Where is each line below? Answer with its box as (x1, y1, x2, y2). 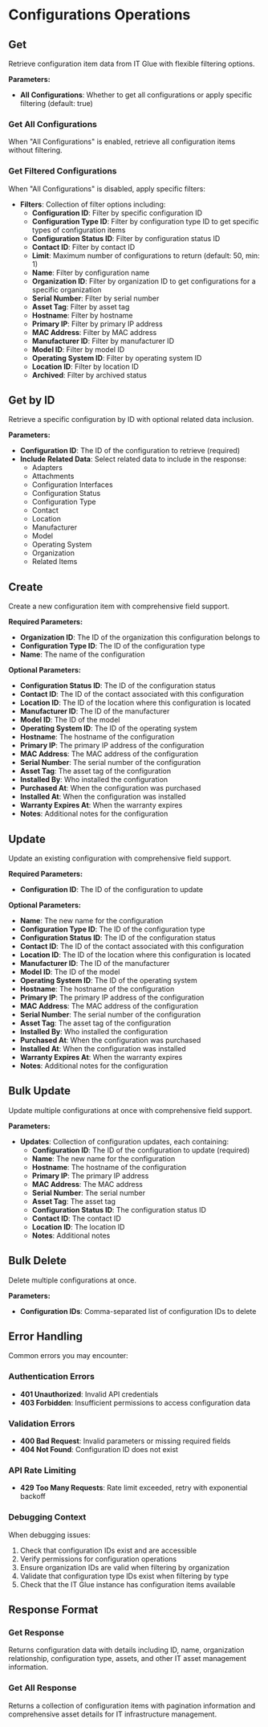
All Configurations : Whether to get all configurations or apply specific (19, 90, 253, 100)
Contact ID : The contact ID (31, 1213, 122, 1223)
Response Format (8, 1603, 99, 1617)
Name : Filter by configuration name (31, 268, 150, 277)
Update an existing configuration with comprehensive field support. (8, 853, 232, 863)
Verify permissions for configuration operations (19, 1553, 177, 1564)
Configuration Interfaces (31, 480, 114, 489)
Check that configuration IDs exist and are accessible (19, 1545, 197, 1555)
